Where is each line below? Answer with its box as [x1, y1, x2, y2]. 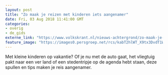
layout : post [5, 7, 32, 12]
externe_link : [5, 35, 35, 40]
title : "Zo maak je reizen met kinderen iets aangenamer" [5, 12, 128, 17]
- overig [5, 26, 23, 31]
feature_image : [5, 40, 37, 45]
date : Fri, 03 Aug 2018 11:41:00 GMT [5, 16, 84, 21]
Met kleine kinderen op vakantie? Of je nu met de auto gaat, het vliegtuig [5, 53, 155, 59]
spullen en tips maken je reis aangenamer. [5, 64, 92, 70]
